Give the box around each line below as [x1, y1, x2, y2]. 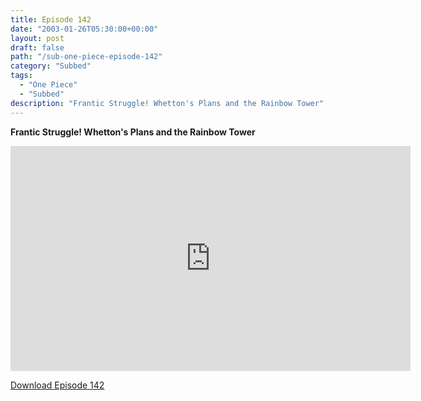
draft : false [10, 42, 65, 53]
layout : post [10, 33, 65, 43]
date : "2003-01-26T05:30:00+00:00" [10, 24, 159, 34]
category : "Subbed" [10, 61, 92, 71]
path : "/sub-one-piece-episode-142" [10, 52, 163, 62]
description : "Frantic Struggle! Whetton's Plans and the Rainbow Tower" [10, 98, 325, 108]
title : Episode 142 [10, 14, 92, 25]
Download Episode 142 [10, 379, 105, 391]
